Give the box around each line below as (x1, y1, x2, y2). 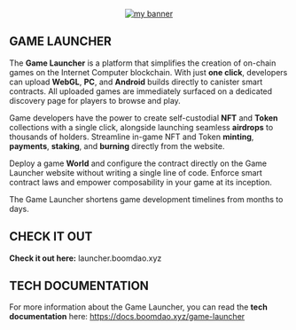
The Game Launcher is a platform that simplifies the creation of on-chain (9, 58, 277, 68)
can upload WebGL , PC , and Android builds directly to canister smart (9, 76, 263, 87)
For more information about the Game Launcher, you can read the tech (9, 302, 268, 312)
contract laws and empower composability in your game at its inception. (9, 177, 273, 187)
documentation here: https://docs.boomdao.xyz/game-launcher (9, 311, 245, 322)
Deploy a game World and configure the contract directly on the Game (9, 158, 268, 169)
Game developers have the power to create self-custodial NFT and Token (9, 112, 278, 123)
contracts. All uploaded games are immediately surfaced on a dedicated (9, 85, 273, 97)
